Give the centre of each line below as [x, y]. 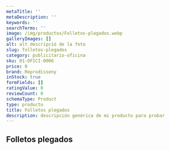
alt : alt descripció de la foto [46, 45]
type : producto [25, 104]
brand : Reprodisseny [32, 72]
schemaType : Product [32, 99]
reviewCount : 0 [25, 94]
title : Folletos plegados [38, 110]
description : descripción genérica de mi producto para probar [86, 115]
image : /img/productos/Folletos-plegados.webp [64, 34]
